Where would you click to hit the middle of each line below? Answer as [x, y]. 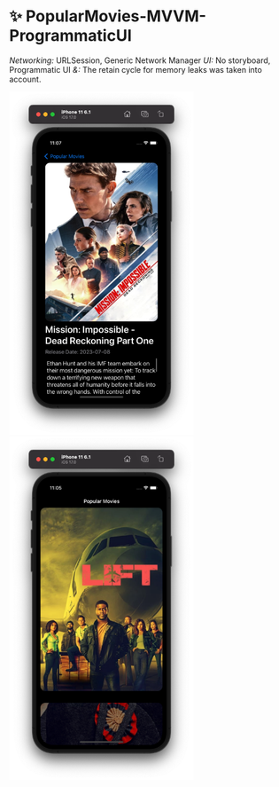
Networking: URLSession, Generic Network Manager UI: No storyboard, [140, 60]
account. [25, 79]
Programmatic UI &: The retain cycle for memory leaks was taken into [136, 69]
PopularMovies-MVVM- [116, 16]
